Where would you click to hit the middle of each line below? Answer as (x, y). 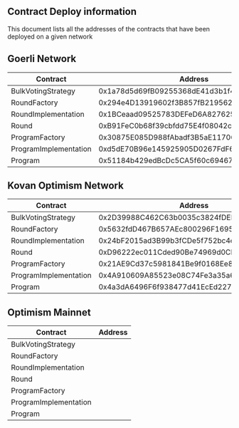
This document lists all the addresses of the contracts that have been (109, 28)
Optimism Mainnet (49, 312)
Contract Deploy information (72, 12)
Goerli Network (42, 59)
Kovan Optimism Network (66, 186)
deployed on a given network (50, 36)
